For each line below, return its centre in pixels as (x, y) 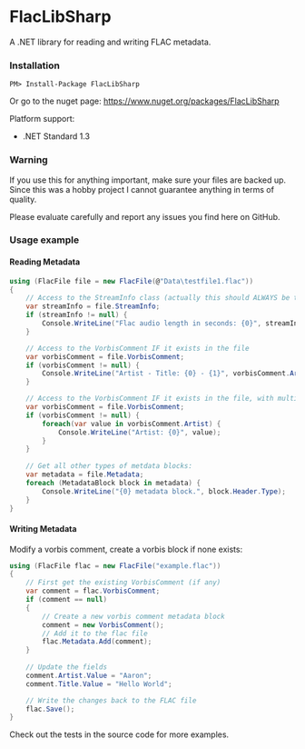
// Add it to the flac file (95, 634)
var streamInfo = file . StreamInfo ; (93, 306)
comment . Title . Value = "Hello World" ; (99, 684)
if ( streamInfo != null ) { (77, 315)
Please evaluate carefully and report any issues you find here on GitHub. (145, 216)
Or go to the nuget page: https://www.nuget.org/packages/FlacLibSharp (144, 101)
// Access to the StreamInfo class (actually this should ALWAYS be (158, 298)
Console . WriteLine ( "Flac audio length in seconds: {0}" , (152, 324)
